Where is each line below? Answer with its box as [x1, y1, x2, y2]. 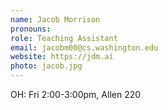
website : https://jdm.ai [10, 52, 114, 62]
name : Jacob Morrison [10, 14, 101, 25]
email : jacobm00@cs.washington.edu [10, 42, 159, 53]
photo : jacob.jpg [10, 61, 83, 71]
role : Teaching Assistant [10, 33, 118, 43]
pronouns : [10, 24, 52, 34]
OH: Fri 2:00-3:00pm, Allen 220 [10, 89, 142, 100]
